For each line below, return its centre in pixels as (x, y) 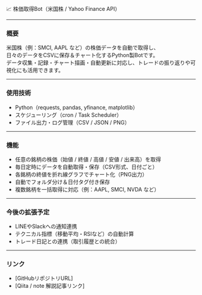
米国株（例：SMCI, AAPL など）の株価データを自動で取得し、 (83, 48)
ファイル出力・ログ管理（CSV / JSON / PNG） (72, 122)
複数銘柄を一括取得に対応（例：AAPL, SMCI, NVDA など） (87, 189)
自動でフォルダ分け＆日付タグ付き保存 (62, 182)
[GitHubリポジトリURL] (44, 278)
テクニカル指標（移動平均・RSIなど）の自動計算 (74, 234)
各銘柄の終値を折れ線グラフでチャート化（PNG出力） (81, 174)
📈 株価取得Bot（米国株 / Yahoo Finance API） (63, 9)
